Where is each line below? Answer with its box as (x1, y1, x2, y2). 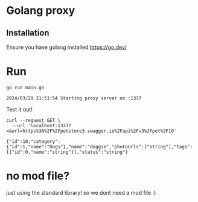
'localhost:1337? (28, 122, 71, 128)
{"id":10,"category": (6, 138, 61, 145)
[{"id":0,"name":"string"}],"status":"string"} (6, 149, 129, 155)
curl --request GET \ (6, 117, 61, 124)
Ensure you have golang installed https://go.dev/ (6, 43, 127, 51)
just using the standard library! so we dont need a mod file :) (6, 189, 156, 196)
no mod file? (6, 169, 70, 183)
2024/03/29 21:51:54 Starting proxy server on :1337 (6, 95, 142, 101)
